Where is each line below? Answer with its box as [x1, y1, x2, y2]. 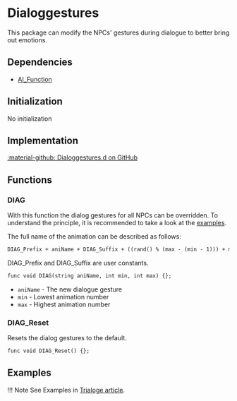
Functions [7, 174, 53, 186]
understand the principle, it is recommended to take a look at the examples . [7, 219, 227, 227]
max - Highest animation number [17, 300, 111, 309]
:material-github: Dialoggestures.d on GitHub [7, 153, 138, 162]
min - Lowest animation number [17, 292, 109, 301]
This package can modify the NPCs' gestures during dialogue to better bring [7, 28, 230, 37]
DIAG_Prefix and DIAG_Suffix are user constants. [7, 258, 149, 267]
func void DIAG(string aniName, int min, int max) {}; [7, 272, 172, 280]
